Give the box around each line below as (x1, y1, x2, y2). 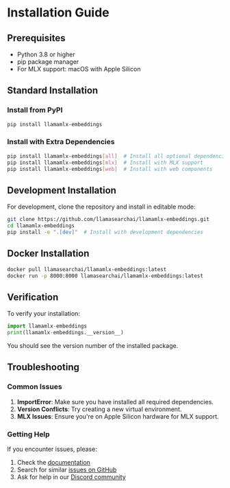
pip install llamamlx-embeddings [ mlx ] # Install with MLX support (7, 159, 204, 166)
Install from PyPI (7, 105, 63, 115)
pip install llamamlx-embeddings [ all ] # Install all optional (7, 152, 192, 159)
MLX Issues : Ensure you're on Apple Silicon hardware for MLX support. (16, 412, 219, 420)
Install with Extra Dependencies (7, 137, 115, 147)
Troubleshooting (7, 362, 80, 373)
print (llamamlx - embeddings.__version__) (7, 329, 125, 336)
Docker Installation (7, 248, 90, 259)
